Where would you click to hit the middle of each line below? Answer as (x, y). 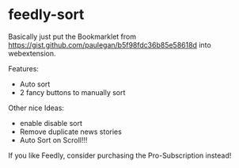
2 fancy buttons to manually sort (72, 92)
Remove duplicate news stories (71, 132)
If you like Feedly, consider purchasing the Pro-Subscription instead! (120, 155)
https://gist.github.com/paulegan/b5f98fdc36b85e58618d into (110, 44)
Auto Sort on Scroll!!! (53, 139)
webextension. (32, 53)
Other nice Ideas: (36, 108)
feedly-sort (46, 15)
